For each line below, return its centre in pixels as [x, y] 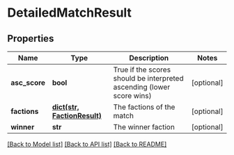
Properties [31, 39]
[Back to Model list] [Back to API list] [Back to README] [87, 144]
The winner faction [144, 127]
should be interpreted [148, 78]
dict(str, [65, 107]
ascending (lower [142, 87]
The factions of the [144, 107]
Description [149, 58]
